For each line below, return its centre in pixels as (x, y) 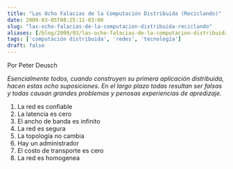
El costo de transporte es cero (60, 150)
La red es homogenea (49, 158)
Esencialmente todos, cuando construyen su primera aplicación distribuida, (115, 79)
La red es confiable (45, 107)
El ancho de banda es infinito (59, 121)
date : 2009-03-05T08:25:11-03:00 (55, 20)
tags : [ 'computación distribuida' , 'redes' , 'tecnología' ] (94, 39)
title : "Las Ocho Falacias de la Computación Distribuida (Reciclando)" (114, 13)
